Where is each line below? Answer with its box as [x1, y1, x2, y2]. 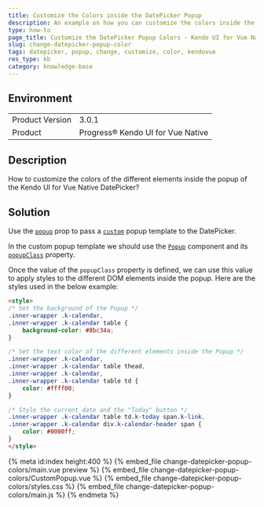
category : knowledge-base [8, 63, 93, 71]
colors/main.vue [8, 465, 61, 474]
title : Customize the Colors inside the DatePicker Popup [8, 11, 202, 20]
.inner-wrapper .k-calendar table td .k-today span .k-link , [8, 413, 206, 421]
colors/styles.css [8, 481, 64, 491]
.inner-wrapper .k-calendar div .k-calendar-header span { [8, 421, 202, 428]
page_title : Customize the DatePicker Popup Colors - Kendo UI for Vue [8, 33, 247, 42]
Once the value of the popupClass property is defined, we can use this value [8, 265, 253, 275]
